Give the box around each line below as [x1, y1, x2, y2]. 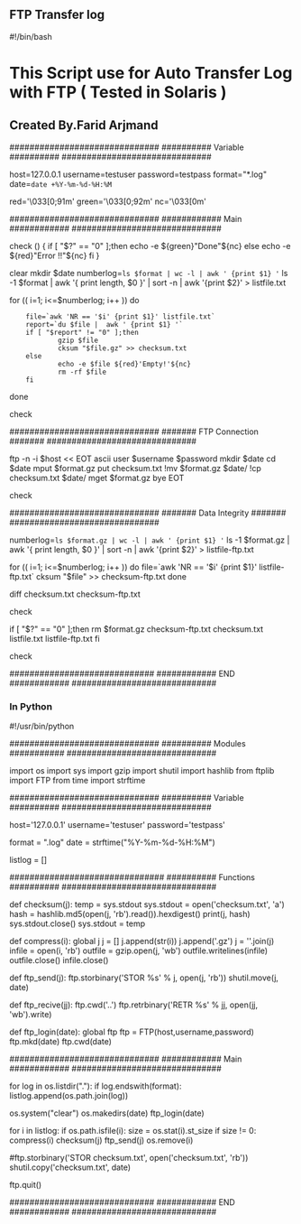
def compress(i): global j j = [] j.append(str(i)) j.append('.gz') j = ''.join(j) [9, 936, 275, 947]
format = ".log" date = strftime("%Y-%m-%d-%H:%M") [9, 837, 216, 848]
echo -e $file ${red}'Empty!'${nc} [57, 359, 192, 368]
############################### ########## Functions [9, 872, 255, 883]
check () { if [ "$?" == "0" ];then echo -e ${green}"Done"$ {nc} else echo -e [9, 240, 291, 251]
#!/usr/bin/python [9, 721, 75, 732]
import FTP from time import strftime [9, 775, 146, 786]
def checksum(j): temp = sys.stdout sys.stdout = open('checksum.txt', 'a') [9, 899, 286, 910]
